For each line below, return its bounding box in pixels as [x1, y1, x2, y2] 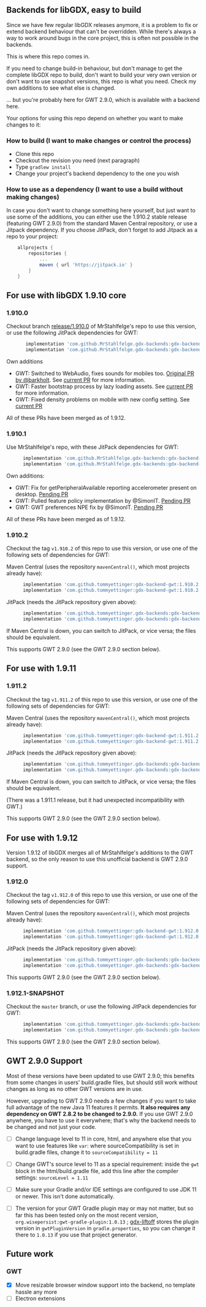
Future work [6, 1249, 54, 1259]
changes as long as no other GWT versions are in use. [6, 1085, 143, 1092]
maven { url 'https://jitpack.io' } [39, 262, 133, 268]
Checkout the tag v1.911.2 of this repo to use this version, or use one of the [6, 696, 198, 703]
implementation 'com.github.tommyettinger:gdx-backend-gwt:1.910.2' [22, 581, 202, 588]
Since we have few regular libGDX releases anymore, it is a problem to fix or [6, 21, 198, 28]
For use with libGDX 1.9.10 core [6, 290, 127, 301]
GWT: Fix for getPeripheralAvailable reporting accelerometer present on [15, 484, 197, 492]
